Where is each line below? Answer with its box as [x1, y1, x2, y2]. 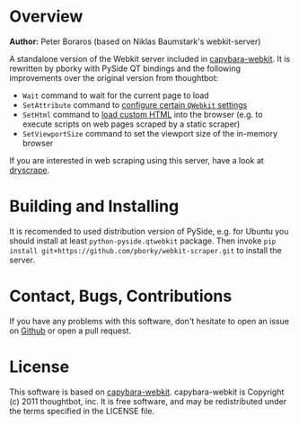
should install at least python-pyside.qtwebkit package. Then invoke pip [9, 235, 277, 246]
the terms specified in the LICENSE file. [9, 405, 155, 416]
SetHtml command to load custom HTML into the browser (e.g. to [22, 109, 263, 120]
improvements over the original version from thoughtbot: [9, 72, 219, 83]
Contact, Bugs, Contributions [9, 286, 233, 306]
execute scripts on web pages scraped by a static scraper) [22, 119, 241, 129]
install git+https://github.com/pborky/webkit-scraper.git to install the [9, 244, 282, 255]
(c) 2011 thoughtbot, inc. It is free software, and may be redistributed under [9, 395, 287, 406]
